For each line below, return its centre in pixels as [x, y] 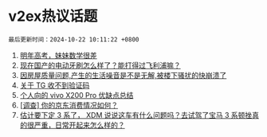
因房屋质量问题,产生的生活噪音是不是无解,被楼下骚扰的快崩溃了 [123, 75]
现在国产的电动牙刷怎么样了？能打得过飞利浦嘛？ [100, 65]
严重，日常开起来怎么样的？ [79, 125]
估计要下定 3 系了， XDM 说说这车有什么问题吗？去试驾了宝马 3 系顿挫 [136, 115]
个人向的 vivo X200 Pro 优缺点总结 [77, 95]
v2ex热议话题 [53, 16]
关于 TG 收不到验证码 [55, 85]
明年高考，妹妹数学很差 [58, 55]
